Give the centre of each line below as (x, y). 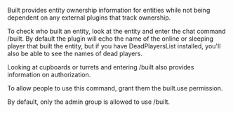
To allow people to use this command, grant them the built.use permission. (115, 88)
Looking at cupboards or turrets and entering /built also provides (101, 67)
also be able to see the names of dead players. (75, 53)
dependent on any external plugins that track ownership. (89, 18)
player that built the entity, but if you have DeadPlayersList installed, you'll (114, 46)
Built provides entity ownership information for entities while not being (109, 10)
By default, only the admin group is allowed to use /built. (89, 102)
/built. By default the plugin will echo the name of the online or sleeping (111, 39)
